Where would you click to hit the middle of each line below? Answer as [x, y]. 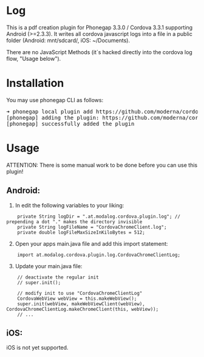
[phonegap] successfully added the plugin [70, 123]
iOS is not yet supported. [37, 348]
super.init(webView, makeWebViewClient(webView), [81, 304]
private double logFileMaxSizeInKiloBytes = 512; [81, 232]
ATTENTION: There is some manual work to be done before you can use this [102, 165]
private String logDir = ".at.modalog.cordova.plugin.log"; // [99, 217]
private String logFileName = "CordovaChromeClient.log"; [92, 227]
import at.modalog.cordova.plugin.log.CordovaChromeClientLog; [99, 255]
